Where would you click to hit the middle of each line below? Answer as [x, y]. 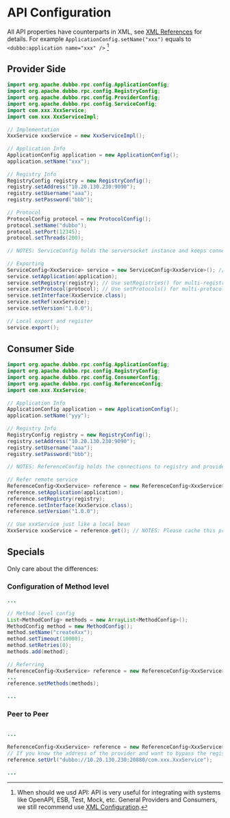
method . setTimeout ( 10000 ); [46, 639]
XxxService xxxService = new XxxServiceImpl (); [76, 136]
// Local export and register [50, 321]
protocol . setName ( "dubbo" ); [47, 225]
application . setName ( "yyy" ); [49, 416]
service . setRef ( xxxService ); [49, 302]
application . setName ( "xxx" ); [49, 161]
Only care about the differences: [53, 569]
